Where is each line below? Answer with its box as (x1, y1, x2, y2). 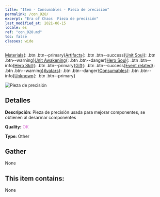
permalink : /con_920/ (5, 12, 49, 17)
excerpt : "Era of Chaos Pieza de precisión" (5, 16, 98, 21)
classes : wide (5, 39, 34, 44)
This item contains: (5, 174, 64, 182)
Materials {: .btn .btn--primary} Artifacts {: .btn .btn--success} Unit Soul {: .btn (5, 52, 156, 58)
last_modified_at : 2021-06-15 (5, 20, 66, 26)
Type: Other (5, 133, 30, 139)
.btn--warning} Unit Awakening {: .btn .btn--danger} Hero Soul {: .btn (5, 57, 139, 63)
